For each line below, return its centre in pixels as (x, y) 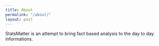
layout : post (19, 19)
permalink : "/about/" (28, 15)
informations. (19, 39)
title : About (19, 10)
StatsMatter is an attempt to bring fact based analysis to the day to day (80, 34)
